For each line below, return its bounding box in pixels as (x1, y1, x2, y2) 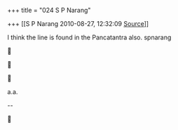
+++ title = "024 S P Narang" (7, 6, 91, 14)
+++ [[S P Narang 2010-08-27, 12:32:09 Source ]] (7, 20, 149, 27)
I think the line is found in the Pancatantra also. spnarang (7, 33, 172, 41)
